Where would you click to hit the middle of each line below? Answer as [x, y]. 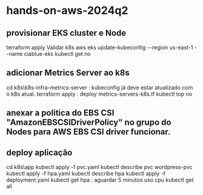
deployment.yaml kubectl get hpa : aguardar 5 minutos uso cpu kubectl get [100, 180]
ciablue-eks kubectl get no [57, 54]
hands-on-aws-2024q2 [67, 11]
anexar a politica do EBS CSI [60, 113]
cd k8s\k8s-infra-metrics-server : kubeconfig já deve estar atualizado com [100, 87]
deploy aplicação [39, 152]
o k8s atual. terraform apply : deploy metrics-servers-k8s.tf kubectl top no [99, 94]
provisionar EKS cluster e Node [66, 33]
